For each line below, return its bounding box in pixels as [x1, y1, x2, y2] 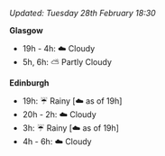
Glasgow [9, 25, 43, 35]
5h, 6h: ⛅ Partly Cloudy [22, 57, 113, 67]
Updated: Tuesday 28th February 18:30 [9, 8, 156, 18]
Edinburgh [9, 78, 50, 88]
